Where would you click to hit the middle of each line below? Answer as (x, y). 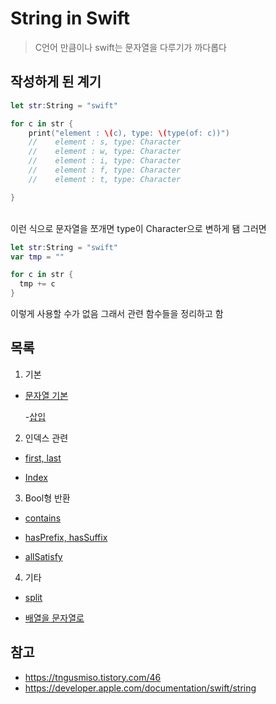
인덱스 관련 (46, 438)
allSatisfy (43, 556)
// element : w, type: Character (105, 152)
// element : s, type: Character (105, 142)
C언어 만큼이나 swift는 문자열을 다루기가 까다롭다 (130, 47)
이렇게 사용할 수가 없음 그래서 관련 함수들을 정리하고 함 (117, 313)
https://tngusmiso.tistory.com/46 (93, 677)
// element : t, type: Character (105, 179)
